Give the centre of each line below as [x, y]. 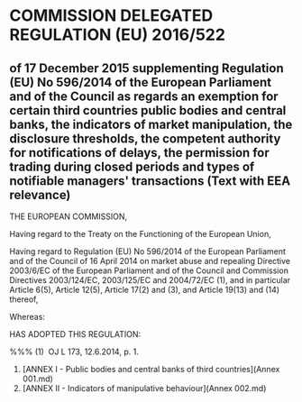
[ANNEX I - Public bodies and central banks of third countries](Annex [151, 369]
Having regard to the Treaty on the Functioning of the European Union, [141, 234]
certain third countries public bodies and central [148, 110]
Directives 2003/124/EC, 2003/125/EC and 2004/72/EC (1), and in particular [150, 280]
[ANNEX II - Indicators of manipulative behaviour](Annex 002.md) [144, 388]
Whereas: [27, 317]
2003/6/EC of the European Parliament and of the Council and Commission [149, 270]
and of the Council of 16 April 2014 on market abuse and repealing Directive [150, 261]
